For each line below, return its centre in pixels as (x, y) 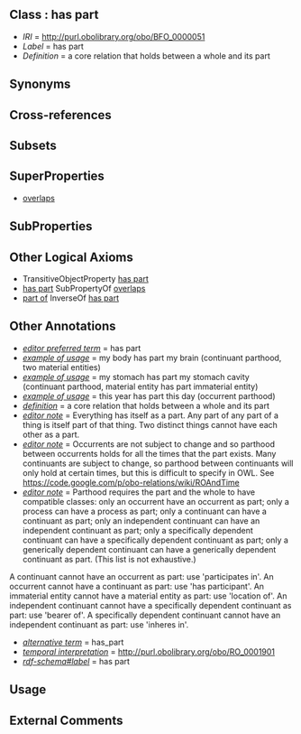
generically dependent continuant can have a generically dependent (149, 549)
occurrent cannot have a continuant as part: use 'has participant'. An (137, 586)
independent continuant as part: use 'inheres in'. (99, 624)
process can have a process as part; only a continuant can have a (145, 511)
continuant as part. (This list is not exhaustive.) (109, 559)
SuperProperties (57, 177)
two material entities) (61, 367)
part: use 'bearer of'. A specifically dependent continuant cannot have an (145, 615)
